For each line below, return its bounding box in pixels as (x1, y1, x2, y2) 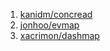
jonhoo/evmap (19, 19, 80, 31)
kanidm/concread (19, 9, 93, 20)
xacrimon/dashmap (19, 30, 100, 41)
